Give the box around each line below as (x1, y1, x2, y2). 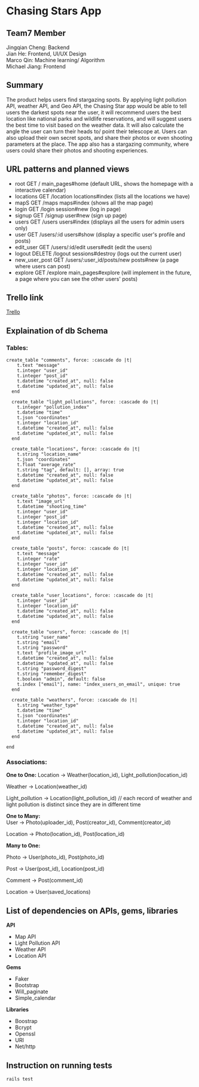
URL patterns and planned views (6, 164, 130, 174)
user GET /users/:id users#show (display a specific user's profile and (14, 231, 185, 238)
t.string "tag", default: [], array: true (17, 467, 124, 473)
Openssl (14, 1030, 36, 1037)
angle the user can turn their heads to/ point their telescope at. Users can (6, 127, 187, 135)
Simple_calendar (14, 994, 56, 1002)
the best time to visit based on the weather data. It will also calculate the (6, 121, 184, 128)
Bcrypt (14, 1024, 32, 1031)
